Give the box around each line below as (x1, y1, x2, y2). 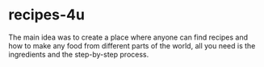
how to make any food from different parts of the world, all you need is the (8, 40, 256, 50)
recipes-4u (8, 6, 85, 24)
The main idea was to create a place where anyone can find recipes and (8, 32, 249, 42)
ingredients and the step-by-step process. (8, 49, 149, 59)
